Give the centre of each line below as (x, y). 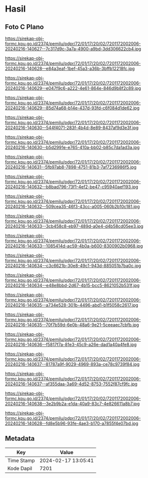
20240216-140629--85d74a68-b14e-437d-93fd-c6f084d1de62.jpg (72, 108)
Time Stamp (21, 461)
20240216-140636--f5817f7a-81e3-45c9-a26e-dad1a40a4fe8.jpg (71, 345)
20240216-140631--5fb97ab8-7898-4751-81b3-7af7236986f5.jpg (71, 167)
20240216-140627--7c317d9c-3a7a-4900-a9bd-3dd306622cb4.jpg (73, 49)
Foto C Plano (24, 27)
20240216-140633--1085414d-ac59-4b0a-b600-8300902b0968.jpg (74, 246)
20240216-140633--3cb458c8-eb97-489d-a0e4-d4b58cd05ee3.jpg (74, 226)
